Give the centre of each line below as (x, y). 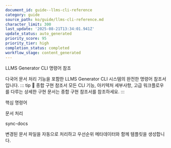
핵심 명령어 (16, 102)
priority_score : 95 (26, 39)
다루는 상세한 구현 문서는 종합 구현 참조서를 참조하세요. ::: (68, 91)
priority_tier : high (27, 43)
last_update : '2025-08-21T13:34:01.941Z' (50, 29)
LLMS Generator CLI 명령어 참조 (38, 68)
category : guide (22, 15)
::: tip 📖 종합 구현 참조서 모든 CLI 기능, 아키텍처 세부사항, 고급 (81, 85)
